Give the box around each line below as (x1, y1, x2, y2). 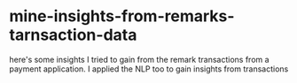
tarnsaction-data (9, 25, 137, 45)
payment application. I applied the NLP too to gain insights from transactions (9, 64, 289, 74)
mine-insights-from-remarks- (9, 6, 235, 26)
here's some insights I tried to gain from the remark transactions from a (9, 54, 270, 64)
